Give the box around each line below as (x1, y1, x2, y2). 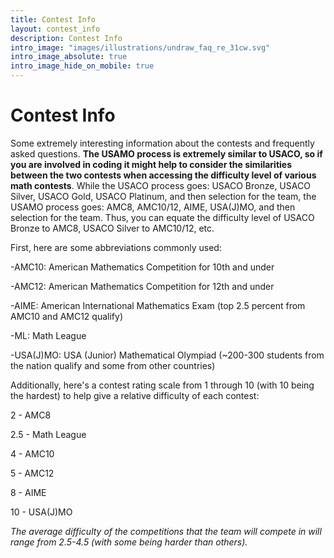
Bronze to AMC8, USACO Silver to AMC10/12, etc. (10, 222, 215, 234)
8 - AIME (10, 486, 47, 498)
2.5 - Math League (10, 428, 87, 440)
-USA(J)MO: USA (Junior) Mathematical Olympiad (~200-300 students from (10, 349, 325, 361)
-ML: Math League (10, 329, 87, 341)
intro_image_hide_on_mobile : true (10, 61, 155, 71)
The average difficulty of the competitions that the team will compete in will (10, 525, 322, 537)
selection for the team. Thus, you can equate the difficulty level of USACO (10, 211, 315, 223)
